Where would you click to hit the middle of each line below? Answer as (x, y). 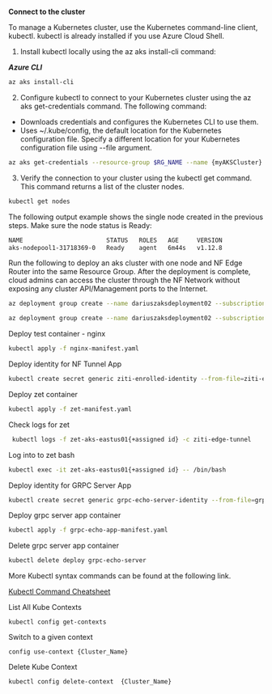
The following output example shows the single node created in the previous (136, 217)
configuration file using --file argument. (86, 147)
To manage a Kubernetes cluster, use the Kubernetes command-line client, (133, 27)
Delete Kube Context (43, 667)
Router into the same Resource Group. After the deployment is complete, (130, 272)
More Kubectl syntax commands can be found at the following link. (120, 576)
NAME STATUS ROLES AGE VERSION (115, 240)
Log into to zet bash (42, 455)
